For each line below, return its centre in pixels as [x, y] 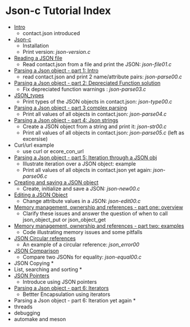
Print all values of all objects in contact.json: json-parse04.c [94, 114]
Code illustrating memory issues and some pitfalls [82, 232]
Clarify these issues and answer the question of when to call [95, 213]
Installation [36, 46]
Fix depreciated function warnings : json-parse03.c [84, 89]
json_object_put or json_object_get [64, 219]
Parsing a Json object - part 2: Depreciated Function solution [87, 82]
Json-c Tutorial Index [58, 11]
